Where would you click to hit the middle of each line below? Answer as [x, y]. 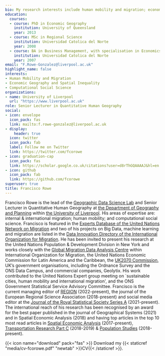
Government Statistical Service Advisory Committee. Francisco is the [75, 286]
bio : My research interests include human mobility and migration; [76, 10]
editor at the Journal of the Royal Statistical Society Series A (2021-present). [82, 302]
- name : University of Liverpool [39, 97]
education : [16, 14]
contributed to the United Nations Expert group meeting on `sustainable [77, 276]
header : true [27, 134]
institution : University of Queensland [55, 28]
